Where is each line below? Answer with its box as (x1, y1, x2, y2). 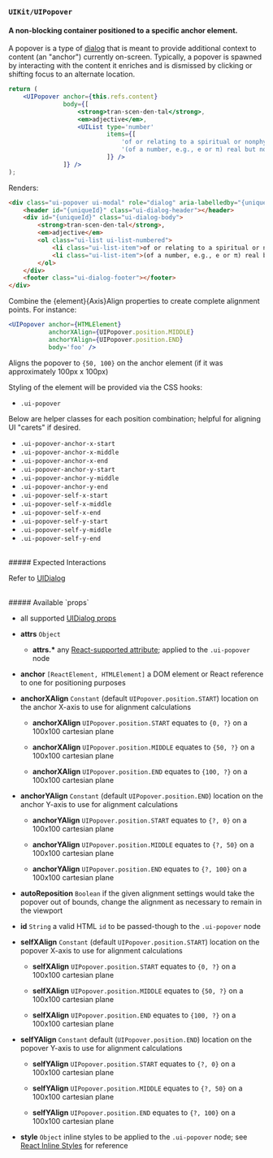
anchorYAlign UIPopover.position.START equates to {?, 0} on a (32, 815, 248, 825)
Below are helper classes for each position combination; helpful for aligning (8, 413, 262, 423)
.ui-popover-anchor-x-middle (19, 448, 119, 456)
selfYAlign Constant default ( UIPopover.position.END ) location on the (19, 1035, 252, 1044)
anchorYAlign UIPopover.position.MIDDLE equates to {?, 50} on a (32, 840, 254, 849)
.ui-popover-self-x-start (19, 491, 108, 499)
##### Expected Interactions (8, 557, 106, 567)
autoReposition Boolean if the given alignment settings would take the (19, 888, 255, 898)
